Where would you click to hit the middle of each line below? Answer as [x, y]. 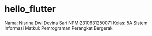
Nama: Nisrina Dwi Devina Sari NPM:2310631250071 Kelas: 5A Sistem [76, 23]
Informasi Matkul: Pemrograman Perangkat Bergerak [59, 28]
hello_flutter [30, 9]
